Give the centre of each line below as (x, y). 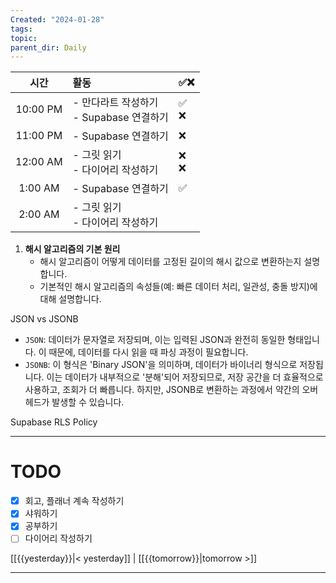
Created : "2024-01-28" (57, 19)
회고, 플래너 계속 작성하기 (74, 501)
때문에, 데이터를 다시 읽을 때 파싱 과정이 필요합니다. (148, 352)
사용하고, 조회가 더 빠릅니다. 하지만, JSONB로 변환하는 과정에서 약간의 (162, 390)
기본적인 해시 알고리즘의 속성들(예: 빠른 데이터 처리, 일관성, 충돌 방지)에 (178, 287)
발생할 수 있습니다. (88, 402)
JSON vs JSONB (44, 319)
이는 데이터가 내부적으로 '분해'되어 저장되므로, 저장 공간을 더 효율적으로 (185, 377)
